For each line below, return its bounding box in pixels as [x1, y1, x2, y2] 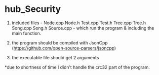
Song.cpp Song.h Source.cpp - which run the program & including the [11, 25, 155, 31]
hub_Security [4, 3, 61, 15]
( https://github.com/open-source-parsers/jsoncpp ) [11, 45, 117, 51]
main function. [11, 30, 41, 36]
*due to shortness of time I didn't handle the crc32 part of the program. [4, 64, 150, 70]
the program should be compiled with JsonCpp [11, 39, 108, 45]
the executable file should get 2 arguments [11, 54, 99, 60]
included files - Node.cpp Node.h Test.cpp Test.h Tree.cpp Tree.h [11, 20, 146, 26]
